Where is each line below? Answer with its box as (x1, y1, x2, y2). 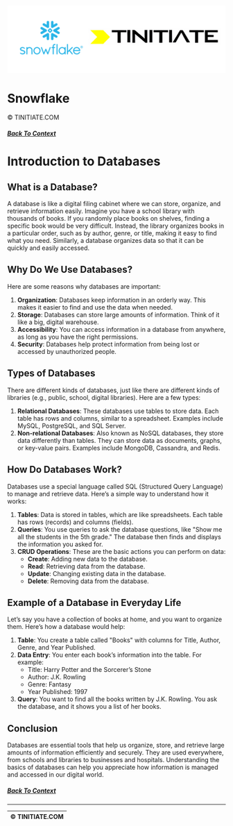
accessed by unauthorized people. (17, 347, 116, 355)
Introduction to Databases (7, 153, 161, 169)
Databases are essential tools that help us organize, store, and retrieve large (7, 741, 225, 750)
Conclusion (7, 723, 58, 734)
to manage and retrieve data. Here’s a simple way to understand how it (7, 489, 209, 498)
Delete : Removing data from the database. (27, 577, 149, 585)
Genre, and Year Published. (17, 643, 96, 652)
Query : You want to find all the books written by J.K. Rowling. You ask (17, 695, 217, 703)
